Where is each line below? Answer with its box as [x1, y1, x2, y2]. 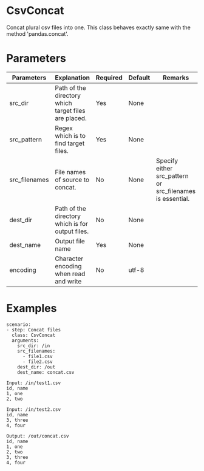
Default [128, 73, 151, 82]
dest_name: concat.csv [17, 369, 75, 375]
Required [95, 73, 123, 82]
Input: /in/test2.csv [6, 406, 61, 413]
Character [54, 254, 84, 263]
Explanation [54, 73, 90, 82]
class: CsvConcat [12, 332, 56, 338]
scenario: [6, 321, 32, 328]
